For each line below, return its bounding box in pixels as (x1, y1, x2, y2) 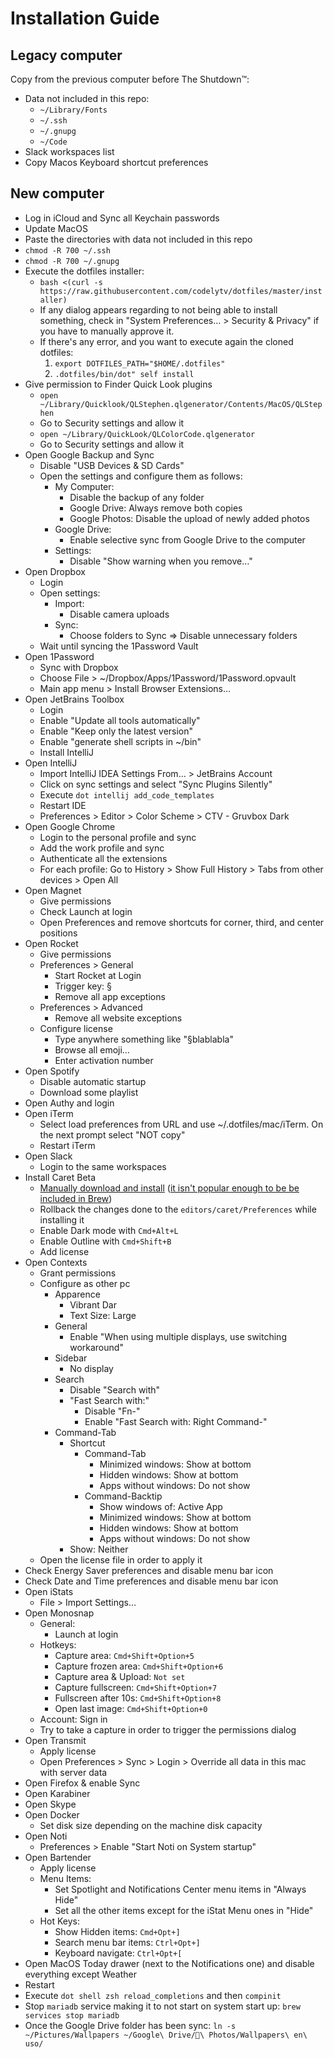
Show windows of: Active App (99, 1500, 223, 1512)
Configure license (39, 1022, 113, 1034)
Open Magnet (24, 884, 82, 896)
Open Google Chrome (24, 820, 116, 832)
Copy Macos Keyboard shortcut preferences (24, 157, 209, 168)
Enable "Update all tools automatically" (39, 714, 201, 726)
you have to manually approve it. (39, 325, 175, 337)
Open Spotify (24, 1065, 80, 1077)
